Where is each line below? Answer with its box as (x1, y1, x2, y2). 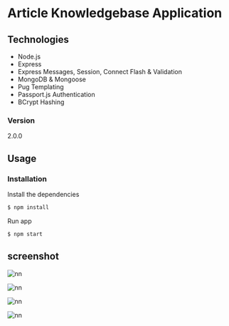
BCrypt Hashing (17, 98, 65, 106)
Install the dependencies (7, 190, 80, 198)
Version (7, 116, 36, 126)
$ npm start (7, 230, 43, 238)
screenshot (7, 250, 59, 263)
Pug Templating (17, 83, 64, 91)
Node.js (17, 52, 41, 61)
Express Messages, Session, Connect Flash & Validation (17, 68, 183, 76)
